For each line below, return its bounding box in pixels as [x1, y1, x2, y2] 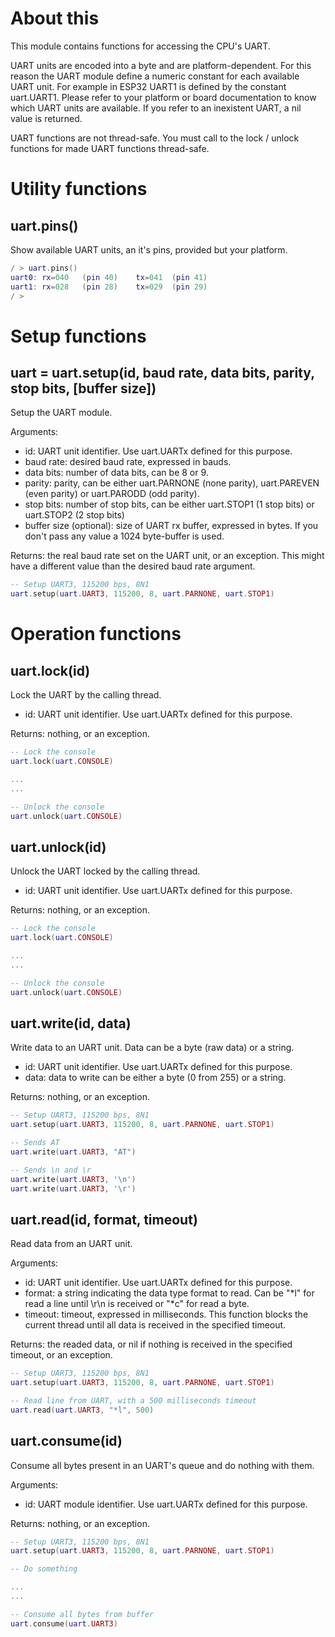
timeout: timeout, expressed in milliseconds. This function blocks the [24, 1308, 309, 1321]
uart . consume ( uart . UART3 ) [10, 1618, 118, 1629]
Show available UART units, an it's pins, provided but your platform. [10, 243, 288, 256]
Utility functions [10, 178, 148, 201]
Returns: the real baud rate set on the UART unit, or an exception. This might [10, 550, 325, 562]
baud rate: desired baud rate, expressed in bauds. [24, 456, 232, 468]
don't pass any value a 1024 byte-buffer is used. [24, 530, 225, 542]
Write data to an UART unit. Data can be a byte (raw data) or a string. [10, 1042, 295, 1054]
